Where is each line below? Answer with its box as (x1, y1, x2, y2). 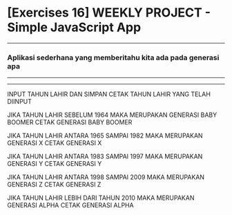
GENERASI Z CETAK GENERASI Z (7, 180, 101, 189)
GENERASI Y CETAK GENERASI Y (7, 160, 102, 168)
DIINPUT (7, 97, 32, 106)
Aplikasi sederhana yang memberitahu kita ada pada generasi (7, 53, 220, 62)
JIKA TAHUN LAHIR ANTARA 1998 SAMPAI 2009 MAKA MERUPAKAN (7, 173, 205, 181)
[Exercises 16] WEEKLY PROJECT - (7, 5, 211, 21)
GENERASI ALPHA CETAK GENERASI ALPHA (7, 201, 134, 209)
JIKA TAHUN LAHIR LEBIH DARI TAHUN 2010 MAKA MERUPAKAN (7, 194, 195, 202)
